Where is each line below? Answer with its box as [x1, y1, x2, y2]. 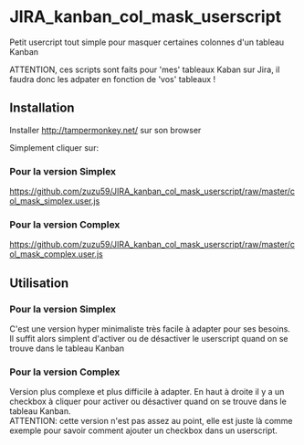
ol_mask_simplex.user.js [9, 196, 100, 207]
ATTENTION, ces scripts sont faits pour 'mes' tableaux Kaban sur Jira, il [9, 64, 280, 75]
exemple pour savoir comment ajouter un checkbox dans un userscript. [9, 425, 278, 436]
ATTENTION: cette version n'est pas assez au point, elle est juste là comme [9, 416, 293, 427]
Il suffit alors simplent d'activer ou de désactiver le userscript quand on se [9, 334, 288, 344]
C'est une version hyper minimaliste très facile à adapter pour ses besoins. [9, 323, 290, 334]
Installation [9, 101, 75, 116]
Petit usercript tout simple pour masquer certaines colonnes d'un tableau [9, 37, 285, 48]
